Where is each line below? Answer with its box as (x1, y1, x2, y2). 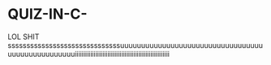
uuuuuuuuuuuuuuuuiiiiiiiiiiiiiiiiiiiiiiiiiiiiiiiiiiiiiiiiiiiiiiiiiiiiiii (7, 49, 170, 58)
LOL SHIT (7, 32, 40, 41)
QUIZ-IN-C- (7, 5, 88, 24)
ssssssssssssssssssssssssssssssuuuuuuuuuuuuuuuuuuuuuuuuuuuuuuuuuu (7, 40, 264, 50)
